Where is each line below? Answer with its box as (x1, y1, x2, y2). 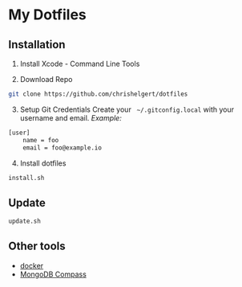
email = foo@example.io (22, 143, 103, 152)
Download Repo (19, 75, 73, 84)
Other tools (8, 240, 66, 253)
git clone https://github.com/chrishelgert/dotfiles (8, 90, 188, 98)
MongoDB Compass (19, 269, 87, 279)
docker (19, 260, 44, 270)
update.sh (8, 217, 42, 226)
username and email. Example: (19, 113, 122, 122)
